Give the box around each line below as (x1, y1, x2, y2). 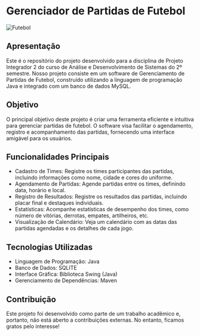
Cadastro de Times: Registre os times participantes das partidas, (14, 168, 174, 175)
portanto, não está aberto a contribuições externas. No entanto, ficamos (6, 316, 184, 323)
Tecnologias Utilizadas (6, 242, 93, 252)
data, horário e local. (14, 187, 66, 194)
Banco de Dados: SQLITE (14, 264, 78, 272)
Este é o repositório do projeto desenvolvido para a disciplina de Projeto (6, 57, 183, 64)
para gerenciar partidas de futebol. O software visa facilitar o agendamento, (6, 122, 193, 129)
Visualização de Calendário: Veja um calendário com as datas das (14, 218, 177, 226)
